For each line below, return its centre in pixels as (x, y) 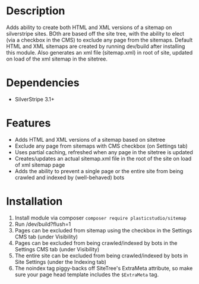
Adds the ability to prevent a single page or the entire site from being (99, 171)
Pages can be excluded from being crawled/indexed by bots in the (96, 243)
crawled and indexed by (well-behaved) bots (70, 177)
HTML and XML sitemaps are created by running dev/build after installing (96, 46)
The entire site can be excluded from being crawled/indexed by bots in (101, 256)
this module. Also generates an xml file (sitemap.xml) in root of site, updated (99, 52)
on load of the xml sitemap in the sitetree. (57, 59)
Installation (34, 201)
